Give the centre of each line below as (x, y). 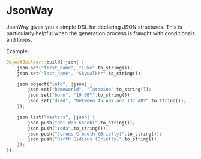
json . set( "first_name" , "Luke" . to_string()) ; (75, 68)
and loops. (19, 39)
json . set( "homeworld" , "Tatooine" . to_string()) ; (90, 90)
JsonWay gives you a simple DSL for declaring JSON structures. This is (94, 27)
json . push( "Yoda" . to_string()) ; (68, 128)
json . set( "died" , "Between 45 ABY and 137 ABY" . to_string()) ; (107, 101)
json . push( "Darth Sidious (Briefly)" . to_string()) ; (94, 139)
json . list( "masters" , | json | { (56, 117)
